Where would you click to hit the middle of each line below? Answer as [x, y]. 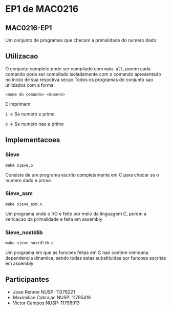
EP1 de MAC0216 [42, 9]
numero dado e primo [28, 180]
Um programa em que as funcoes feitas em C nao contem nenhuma [77, 252]
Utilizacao [22, 56]
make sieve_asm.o [24, 204]
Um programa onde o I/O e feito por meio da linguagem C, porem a [76, 213]
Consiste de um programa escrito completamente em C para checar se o [82, 174]
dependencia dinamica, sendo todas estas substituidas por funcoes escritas [86, 258]
